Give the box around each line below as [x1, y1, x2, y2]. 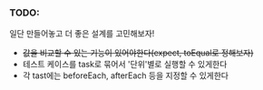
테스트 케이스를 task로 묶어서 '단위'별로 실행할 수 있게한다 [22, 59, 228, 70]
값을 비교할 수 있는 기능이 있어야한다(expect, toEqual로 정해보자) [22, 47, 254, 58]
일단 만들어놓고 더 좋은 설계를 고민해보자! [9, 28, 155, 39]
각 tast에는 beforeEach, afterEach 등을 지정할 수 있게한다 [22, 70, 229, 81]
